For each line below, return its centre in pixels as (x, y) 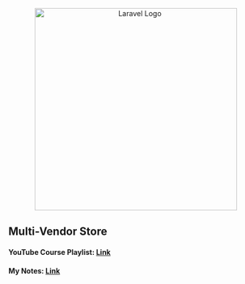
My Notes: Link (34, 270)
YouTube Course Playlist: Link (59, 252)
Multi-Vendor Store (58, 232)
